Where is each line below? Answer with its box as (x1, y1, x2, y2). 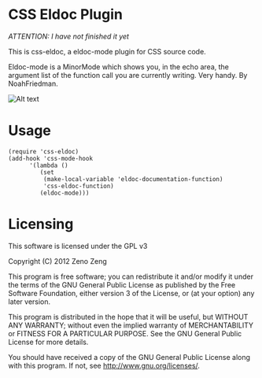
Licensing (8, 215, 74, 233)
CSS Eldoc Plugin (8, 6, 124, 24)
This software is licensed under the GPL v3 (8, 241, 148, 250)
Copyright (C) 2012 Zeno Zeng (8, 256, 108, 265)
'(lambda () (28, 161, 68, 169)
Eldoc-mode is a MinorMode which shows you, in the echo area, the (8, 61, 230, 72)
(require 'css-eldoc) (8, 147, 79, 155)
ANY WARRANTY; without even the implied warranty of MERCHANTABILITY (8, 321, 254, 330)
